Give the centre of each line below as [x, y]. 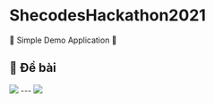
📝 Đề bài [33, 68]
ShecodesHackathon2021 [107, 16]
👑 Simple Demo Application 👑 [64, 40]
